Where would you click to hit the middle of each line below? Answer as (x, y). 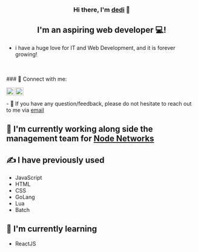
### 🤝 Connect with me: (37, 79)
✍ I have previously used (55, 160)
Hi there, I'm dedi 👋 (102, 10)
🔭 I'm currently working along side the (80, 129)
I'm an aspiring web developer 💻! (102, 30)
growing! (26, 54)
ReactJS (25, 243)
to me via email (25, 110)
